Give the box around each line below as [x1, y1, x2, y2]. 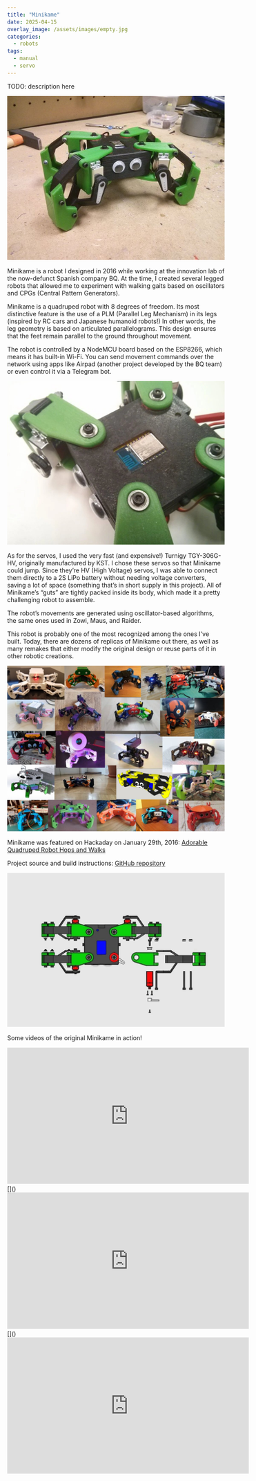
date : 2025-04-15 [7, 18, 57, 26]
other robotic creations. [7, 651, 75, 660]
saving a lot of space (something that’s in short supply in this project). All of [7, 581, 222, 589]
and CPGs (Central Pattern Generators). [7, 289, 120, 297]
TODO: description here [7, 82, 75, 90]
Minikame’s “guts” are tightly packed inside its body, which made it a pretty [7, 588, 221, 597]
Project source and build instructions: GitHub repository [7, 859, 166, 867]
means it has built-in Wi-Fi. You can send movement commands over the [7, 352, 214, 361]
